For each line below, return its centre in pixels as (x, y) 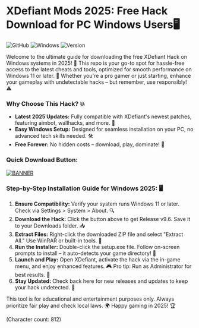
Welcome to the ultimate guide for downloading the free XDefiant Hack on (97, 56)
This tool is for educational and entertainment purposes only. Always (90, 299)
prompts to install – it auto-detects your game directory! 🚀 (85, 253)
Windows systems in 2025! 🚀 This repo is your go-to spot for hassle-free (95, 63)
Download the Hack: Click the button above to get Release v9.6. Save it (102, 219)
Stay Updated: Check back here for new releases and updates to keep (101, 281)
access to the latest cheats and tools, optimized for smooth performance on (99, 69)
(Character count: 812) (34, 319)
